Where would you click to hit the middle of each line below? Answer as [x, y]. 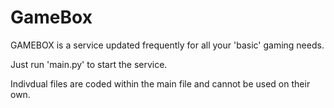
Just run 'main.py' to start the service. [89, 64]
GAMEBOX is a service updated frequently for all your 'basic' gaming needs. [167, 45]
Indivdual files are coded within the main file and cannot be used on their [160, 83]
